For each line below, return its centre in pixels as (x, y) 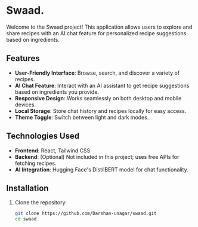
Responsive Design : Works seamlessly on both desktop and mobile (98, 98)
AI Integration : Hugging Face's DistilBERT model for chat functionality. (102, 169)
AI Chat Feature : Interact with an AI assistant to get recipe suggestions (102, 85)
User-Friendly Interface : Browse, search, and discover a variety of (97, 73)
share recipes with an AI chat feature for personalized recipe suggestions (96, 33)
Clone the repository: (41, 203)
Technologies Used (43, 136)
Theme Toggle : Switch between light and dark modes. (82, 117)
